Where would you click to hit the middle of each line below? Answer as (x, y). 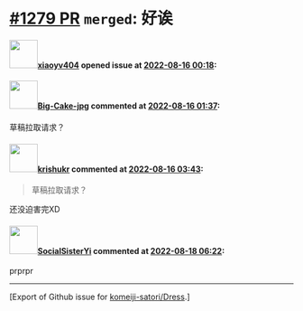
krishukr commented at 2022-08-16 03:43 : (120, 169)
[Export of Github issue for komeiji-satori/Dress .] (100, 297)
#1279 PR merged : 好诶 (91, 19)
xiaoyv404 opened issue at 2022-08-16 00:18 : (127, 65)
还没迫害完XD (35, 210)
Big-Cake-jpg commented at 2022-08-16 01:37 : (129, 106)
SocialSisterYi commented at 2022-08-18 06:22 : (131, 250)
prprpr (21, 271)
